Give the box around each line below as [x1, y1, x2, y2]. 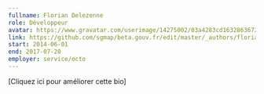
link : [8, 33, 26, 42]
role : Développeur [8, 19, 68, 27]
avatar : [8, 26, 34, 34]
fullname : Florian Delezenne [8, 11, 104, 20]
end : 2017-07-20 [8, 48, 61, 56]
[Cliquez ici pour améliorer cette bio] [8, 76, 127, 86]
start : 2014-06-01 [8, 41, 68, 49]
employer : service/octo [8, 56, 86, 63]
